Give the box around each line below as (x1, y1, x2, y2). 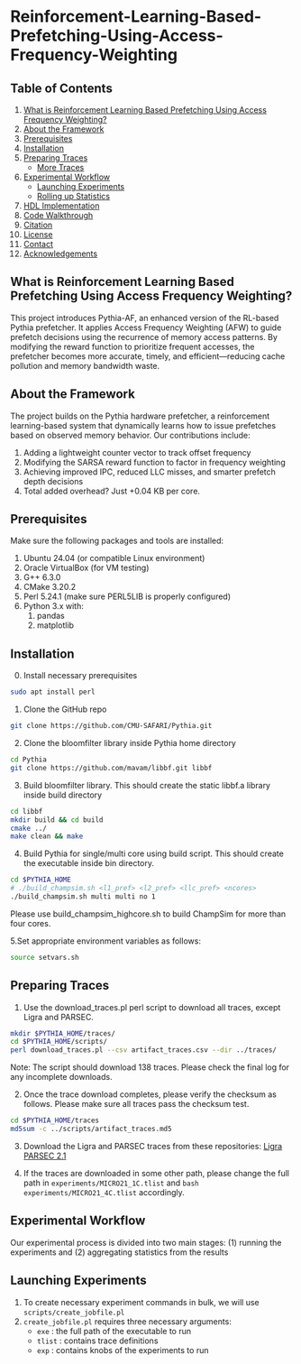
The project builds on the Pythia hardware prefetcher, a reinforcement (10, 410, 270, 421)
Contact (23, 239, 53, 249)
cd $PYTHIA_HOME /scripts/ (10, 1037, 107, 1046)
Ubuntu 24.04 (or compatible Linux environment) (23, 553, 205, 564)
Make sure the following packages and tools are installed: (10, 535, 224, 547)
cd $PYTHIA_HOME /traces (10, 1116, 100, 1125)
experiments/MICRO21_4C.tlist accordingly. (23, 1186, 186, 1197)
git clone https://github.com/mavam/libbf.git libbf (10, 763, 213, 772)
